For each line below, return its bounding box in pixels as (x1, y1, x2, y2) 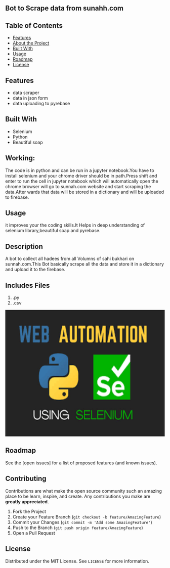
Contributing (5, 474, 47, 483)
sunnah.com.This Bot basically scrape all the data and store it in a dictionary (5, 261, 164, 267)
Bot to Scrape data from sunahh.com (5, 4, 124, 13)
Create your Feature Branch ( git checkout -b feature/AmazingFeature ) (12, 513, 161, 520)
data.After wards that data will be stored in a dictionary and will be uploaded (5, 189, 164, 195)
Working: (5, 154, 35, 162)
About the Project (12, 40, 50, 46)
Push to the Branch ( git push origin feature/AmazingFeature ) (12, 525, 143, 531)
